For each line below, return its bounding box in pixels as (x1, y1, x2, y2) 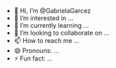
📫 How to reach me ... (13, 37, 79, 44)
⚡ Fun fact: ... (13, 54, 53, 62)
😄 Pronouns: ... (13, 46, 60, 55)
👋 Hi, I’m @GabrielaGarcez (13, 7, 91, 15)
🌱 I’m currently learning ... (13, 22, 89, 29)
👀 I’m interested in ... (13, 14, 74, 22)
